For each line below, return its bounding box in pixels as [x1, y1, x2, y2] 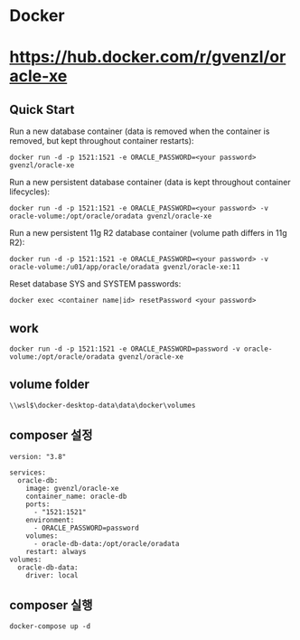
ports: [25, 499, 51, 509]
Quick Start [9, 101, 75, 118]
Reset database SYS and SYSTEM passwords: [9, 278, 182, 289]
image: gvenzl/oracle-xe [25, 484, 119, 493]
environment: [25, 515, 75, 524]
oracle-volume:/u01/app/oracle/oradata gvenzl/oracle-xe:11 [9, 263, 241, 272]
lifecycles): [9, 186, 51, 197]
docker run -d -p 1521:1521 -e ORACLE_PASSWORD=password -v [9, 344, 241, 353]
